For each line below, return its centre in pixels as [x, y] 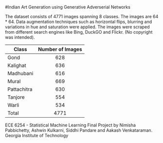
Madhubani [20, 73]
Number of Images [60, 49]
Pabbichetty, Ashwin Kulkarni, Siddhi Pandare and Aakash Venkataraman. [79, 130]
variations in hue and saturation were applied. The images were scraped [77, 27]
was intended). [20, 37]
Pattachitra [20, 89]
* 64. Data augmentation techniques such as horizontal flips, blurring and [79, 22]
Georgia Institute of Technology [37, 135]
